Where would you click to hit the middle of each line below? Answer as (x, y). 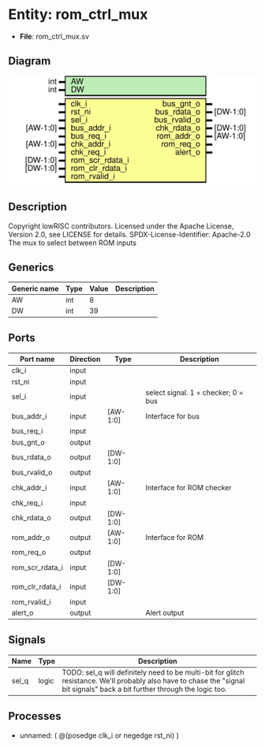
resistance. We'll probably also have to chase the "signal (153, 681)
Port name (37, 359)
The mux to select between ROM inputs (72, 243)
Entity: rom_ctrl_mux (78, 15)
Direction (85, 359)
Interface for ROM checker (189, 487)
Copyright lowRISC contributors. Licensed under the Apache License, (121, 225)
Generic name (35, 288)
